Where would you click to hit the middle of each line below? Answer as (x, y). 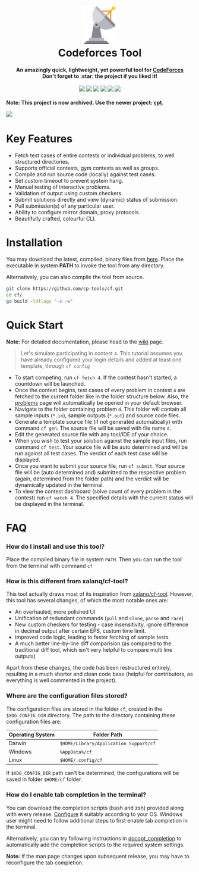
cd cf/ (14, 295)
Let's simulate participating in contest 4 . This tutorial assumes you (102, 353)
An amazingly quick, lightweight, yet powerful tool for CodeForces (100, 70)
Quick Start (35, 325)
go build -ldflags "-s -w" (40, 301)
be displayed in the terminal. (49, 504)
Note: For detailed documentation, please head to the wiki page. (85, 342)
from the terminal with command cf (50, 566)
